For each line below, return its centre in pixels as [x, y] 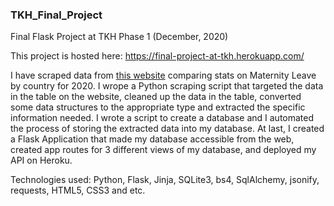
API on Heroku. [41, 160]
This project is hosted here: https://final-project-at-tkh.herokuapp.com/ [157, 56]
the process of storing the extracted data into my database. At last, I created [167, 129]
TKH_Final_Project [56, 15]
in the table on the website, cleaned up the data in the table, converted [156, 97]
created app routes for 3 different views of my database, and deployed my [163, 150]
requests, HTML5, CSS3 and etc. [78, 190]
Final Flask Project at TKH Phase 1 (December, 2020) [119, 37]
